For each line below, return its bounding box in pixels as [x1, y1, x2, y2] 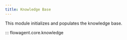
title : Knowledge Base [5, 7, 51, 12]
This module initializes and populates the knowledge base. [5, 20, 123, 26]
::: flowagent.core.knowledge [5, 29, 64, 35]
